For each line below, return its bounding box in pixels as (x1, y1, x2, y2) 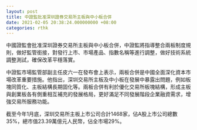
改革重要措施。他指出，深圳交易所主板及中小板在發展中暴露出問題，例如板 (11, 76, 191, 83)
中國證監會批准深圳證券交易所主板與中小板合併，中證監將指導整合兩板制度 (6, 42, 186, 49)
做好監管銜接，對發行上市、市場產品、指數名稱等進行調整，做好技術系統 (16, 49, 191, 56)
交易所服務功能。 (11, 98, 53, 105)
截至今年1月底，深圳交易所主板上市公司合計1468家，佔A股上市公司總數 (6, 111, 178, 118)
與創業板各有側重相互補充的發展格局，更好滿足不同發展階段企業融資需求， (6, 91, 186, 98)
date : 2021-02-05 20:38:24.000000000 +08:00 (6, 19, 117, 25)
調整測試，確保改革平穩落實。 (6, 56, 78, 63)
